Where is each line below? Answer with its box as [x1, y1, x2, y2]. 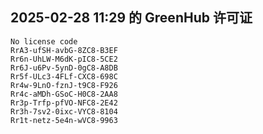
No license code [10, 36, 78, 47]
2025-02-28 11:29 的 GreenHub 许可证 [10, 9, 253, 27]
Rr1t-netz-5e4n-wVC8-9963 [10, 115, 118, 125]
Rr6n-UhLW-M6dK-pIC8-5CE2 [10, 54, 118, 64]
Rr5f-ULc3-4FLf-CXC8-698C [10, 71, 118, 82]
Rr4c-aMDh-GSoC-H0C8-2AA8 [10, 89, 118, 99]
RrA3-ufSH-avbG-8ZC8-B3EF [10, 45, 118, 55]
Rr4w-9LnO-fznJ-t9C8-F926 [10, 80, 118, 90]
